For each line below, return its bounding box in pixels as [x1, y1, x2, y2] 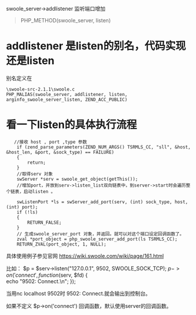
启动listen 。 [23, 188, 56, 194]
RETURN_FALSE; [27, 220, 62, 226]
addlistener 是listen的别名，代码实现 [6, 39, 187, 53]
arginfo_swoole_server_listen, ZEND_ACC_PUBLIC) [6, 97, 128, 102]
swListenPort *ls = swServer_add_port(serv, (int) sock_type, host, [16, 199, 188, 205]
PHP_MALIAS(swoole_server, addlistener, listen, [6, 91, 128, 97]
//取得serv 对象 [16, 171, 53, 177]
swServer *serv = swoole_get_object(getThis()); [16, 176, 138, 182]
